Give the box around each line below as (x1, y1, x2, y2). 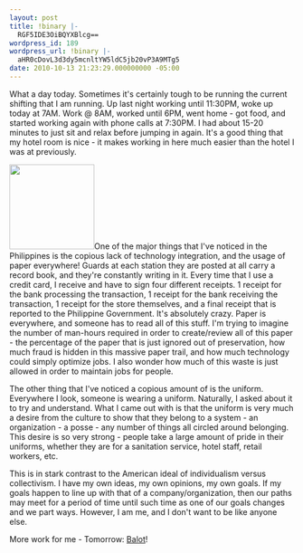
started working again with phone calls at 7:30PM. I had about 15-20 (9, 117, 264, 128)
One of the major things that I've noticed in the (94, 241, 268, 252)
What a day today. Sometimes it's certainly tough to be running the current (9, 88, 288, 100)
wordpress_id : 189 (9, 38, 79, 48)
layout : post (9, 13, 59, 23)
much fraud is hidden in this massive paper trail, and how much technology (9, 346, 289, 358)
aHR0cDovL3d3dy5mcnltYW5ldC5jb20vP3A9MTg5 (17, 55, 180, 64)
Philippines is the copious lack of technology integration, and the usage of (9, 250, 286, 261)
